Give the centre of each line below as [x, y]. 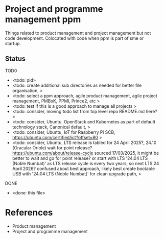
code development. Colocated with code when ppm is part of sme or [74, 38]
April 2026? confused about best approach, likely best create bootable [83, 168]
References [29, 212]
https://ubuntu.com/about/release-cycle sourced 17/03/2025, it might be [85, 153]
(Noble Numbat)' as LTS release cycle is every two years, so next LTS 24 [85, 163]
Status [15, 59]
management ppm [43, 19]
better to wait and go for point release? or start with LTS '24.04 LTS [80, 158]
